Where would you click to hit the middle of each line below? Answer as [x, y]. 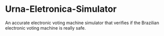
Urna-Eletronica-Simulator [61, 9]
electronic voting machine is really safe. [46, 28]
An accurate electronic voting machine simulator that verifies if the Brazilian [82, 23]
